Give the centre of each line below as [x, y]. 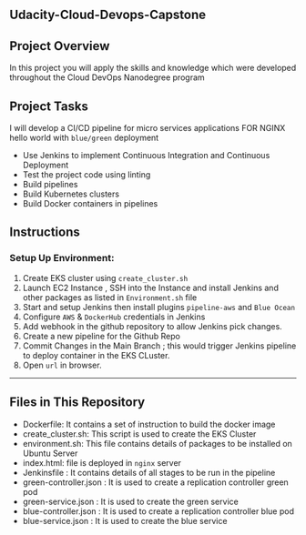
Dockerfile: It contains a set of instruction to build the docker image [149, 424]
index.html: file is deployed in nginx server [102, 462]
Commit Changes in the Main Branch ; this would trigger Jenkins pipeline [159, 346]
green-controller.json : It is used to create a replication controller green [155, 482]
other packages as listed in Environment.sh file [110, 297]
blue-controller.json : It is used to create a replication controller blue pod [158, 511]
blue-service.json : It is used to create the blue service [125, 520]
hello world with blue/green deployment [84, 138]
